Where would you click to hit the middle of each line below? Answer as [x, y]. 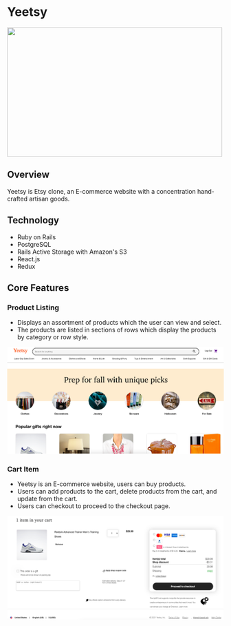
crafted [18, 199]
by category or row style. [53, 337]
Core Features [38, 288]
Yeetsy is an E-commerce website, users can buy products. [101, 484]
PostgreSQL [34, 244]
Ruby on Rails [36, 237]
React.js [29, 259]
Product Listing [33, 307]
